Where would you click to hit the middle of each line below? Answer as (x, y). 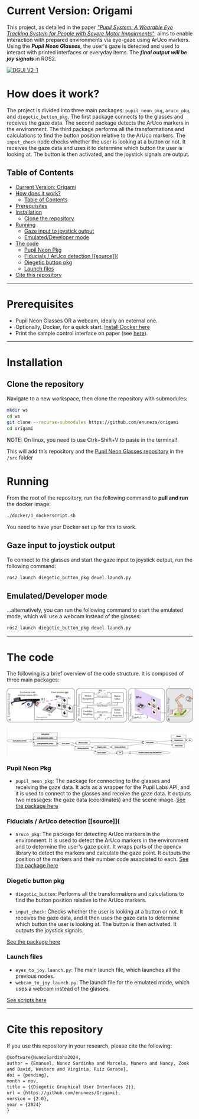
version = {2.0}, (28, 1099)
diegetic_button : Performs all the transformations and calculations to (99, 893)
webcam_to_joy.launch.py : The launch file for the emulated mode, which (102, 982)
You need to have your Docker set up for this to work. (72, 527)
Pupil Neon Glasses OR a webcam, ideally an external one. (87, 321)
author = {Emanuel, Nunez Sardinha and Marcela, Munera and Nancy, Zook (98, 1063)
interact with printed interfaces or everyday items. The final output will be (97, 52)
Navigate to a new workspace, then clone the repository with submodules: (97, 398)
